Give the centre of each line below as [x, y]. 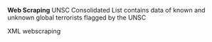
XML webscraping [34, 31]
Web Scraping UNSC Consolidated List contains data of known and [106, 10]
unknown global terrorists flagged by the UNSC [77, 17]
